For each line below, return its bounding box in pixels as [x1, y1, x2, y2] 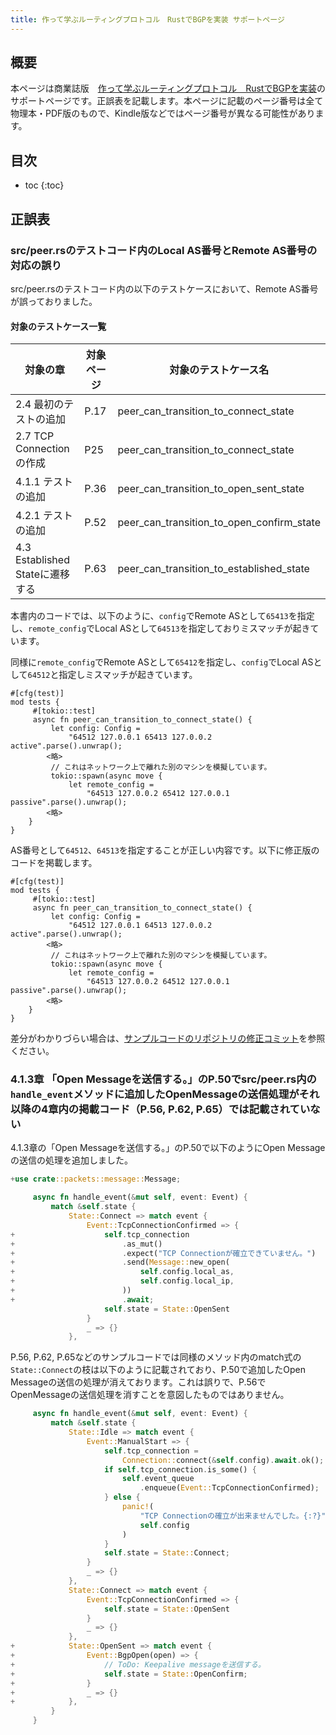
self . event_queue [121, 1474, 195, 1484]
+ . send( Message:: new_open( [10, 1257, 230, 1268]
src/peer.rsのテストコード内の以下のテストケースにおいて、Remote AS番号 [10, 282, 319, 295]
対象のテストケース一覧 [10, 320, 107, 332]
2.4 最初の [15, 397, 65, 411]
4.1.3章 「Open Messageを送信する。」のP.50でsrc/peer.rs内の [10, 1072, 317, 1086]
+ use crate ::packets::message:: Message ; [10, 1174, 182, 1185]
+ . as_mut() [10, 1239, 163, 1249]
